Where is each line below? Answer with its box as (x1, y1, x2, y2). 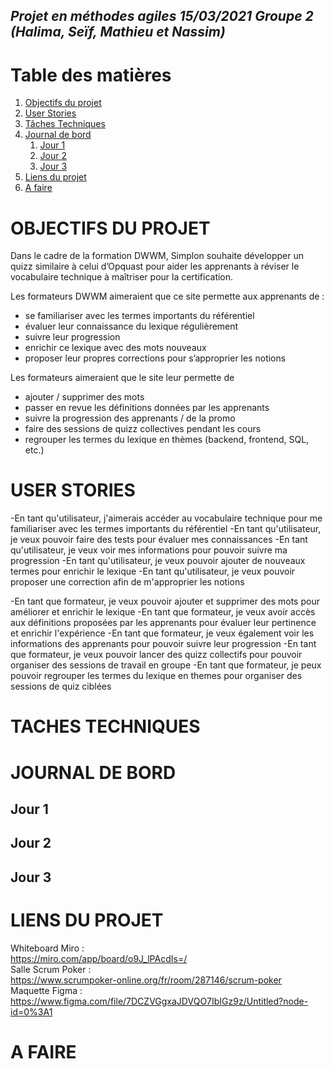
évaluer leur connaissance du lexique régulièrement (24, 320, 239, 333)
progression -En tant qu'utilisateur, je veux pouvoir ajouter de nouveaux (10, 555, 306, 567)
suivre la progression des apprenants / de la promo (24, 412, 236, 424)
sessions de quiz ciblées (10, 680, 112, 693)
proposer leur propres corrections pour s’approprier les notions (24, 352, 287, 364)
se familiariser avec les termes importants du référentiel (24, 310, 255, 322)
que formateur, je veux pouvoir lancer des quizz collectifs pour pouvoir (10, 649, 303, 661)
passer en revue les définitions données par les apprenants (24, 402, 270, 414)
